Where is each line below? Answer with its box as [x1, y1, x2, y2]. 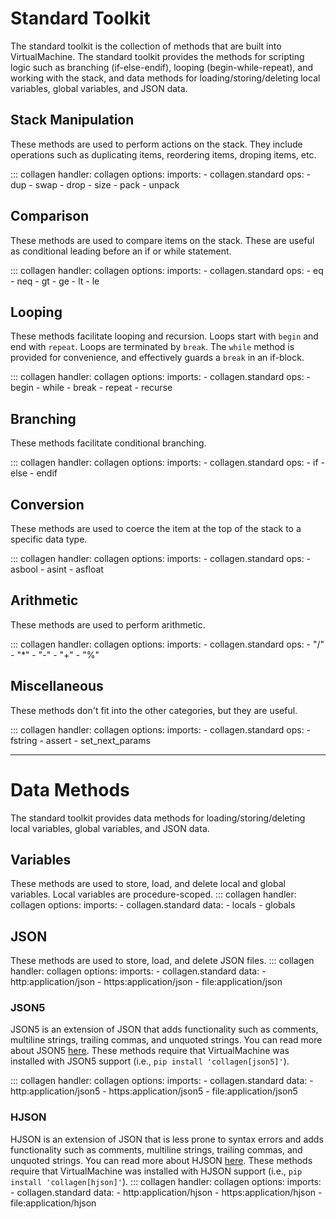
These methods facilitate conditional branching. [10, 437, 207, 449]
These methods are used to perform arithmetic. [10, 618, 206, 631]
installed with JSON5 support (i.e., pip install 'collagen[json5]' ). [10, 1055, 290, 1067]
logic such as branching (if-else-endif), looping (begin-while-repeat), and [10, 61, 314, 73]
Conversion [10, 496, 85, 513]
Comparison [10, 208, 90, 225]
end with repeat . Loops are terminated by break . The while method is [10, 341, 295, 353]
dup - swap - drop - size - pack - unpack [10, 178, 180, 191]
